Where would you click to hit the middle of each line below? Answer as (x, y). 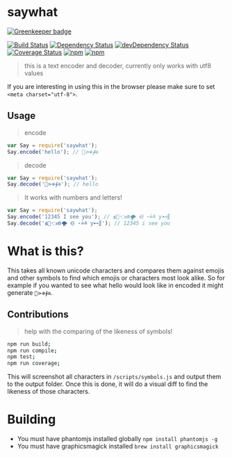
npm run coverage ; (34, 363)
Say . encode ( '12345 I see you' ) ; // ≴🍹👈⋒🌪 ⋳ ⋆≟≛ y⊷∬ (89, 217)
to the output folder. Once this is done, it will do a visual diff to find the (108, 384)
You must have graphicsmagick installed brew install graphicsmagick (118, 447)
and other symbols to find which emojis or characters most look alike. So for (116, 278)
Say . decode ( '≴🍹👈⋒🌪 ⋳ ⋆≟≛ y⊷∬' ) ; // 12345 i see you (89, 223)
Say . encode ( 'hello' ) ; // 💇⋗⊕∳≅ (53, 152)
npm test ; (22, 357)
